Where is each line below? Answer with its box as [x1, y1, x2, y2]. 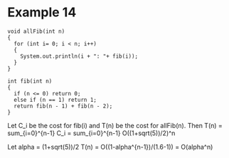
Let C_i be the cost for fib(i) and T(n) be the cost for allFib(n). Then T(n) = [7, 121, 223, 130]
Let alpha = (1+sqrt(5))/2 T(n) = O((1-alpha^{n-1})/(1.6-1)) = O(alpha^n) [7, 142, 213, 151]
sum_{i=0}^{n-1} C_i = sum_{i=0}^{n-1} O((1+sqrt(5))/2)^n [7, 129, 176, 137]
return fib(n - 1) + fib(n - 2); [14, 102, 113, 110]
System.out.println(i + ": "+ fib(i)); [20, 53, 139, 60]
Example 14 [7, 4, 77, 21]
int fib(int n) [7, 78, 53, 85]
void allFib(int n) [7, 28, 65, 35]
